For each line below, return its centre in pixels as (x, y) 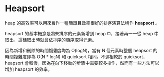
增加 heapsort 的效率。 (28, 69)
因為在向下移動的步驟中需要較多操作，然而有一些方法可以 (101, 63)
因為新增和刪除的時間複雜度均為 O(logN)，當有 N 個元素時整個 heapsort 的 (81, 50)
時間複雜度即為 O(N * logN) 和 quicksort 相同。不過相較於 (64, 56)
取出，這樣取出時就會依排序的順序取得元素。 (51, 40)
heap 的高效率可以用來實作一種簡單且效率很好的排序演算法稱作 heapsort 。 (82, 23)
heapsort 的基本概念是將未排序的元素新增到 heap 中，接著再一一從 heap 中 (82, 33)
